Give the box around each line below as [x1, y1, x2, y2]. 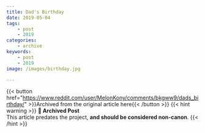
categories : [6, 37, 37, 43]
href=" [6, 94, 23, 101]
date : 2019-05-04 [6, 15, 51, 21]
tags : [6, 20, 20, 26]
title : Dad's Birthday [6, 9, 64, 15]
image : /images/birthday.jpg [6, 65, 81, 72]
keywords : [6, 49, 32, 55]
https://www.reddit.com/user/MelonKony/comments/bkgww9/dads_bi [22, 94, 199, 101]
